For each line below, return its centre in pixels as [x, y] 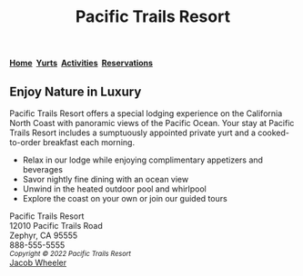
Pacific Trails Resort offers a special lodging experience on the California [146, 113]
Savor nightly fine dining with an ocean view [106, 179]
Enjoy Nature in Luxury [76, 91]
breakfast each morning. [88, 142]
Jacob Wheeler [38, 262]
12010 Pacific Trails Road [56, 226]
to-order [25, 142]
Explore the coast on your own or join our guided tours [125, 198]
